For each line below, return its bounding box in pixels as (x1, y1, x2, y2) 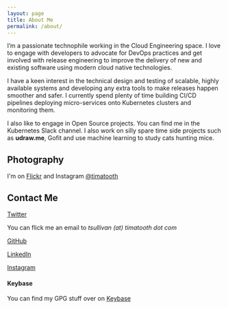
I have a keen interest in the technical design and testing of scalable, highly (7, 77, 219, 85)
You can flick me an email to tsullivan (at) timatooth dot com (7, 224, 177, 231)
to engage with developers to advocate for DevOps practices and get (7, 49, 203, 57)
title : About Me (7, 16, 53, 23)
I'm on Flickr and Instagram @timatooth (7, 172, 118, 181)
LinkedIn (7, 250, 31, 258)
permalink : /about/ (7, 23, 63, 30)
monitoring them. (7, 106, 56, 114)
